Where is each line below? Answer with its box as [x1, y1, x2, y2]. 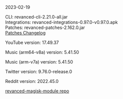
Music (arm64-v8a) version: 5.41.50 [5, 49, 79, 55]
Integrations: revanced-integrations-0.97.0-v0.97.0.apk [5, 19, 118, 25]
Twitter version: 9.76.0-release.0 [5, 68, 72, 74]
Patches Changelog [5, 30, 46, 35]
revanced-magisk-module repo [5, 88, 69, 94]
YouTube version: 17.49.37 [5, 39, 59, 45]
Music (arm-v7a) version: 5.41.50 [5, 59, 73, 64]
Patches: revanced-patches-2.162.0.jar [5, 24, 85, 30]
